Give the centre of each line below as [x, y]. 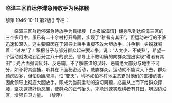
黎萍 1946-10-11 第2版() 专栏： [37, 20]
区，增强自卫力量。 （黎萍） [35, 95]
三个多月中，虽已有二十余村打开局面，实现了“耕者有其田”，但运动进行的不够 [86, 37]
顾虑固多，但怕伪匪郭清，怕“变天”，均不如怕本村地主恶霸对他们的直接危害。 [86, 76]
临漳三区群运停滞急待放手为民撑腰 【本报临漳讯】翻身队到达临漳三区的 [89, 31]
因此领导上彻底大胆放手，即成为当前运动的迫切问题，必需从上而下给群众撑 [84, 83]
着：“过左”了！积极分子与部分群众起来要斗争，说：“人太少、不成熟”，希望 [83, 50]
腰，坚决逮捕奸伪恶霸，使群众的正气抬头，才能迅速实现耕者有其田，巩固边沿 [86, 89]
